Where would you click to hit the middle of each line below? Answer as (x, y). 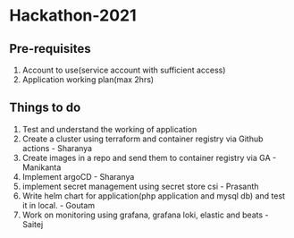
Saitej (33, 224)
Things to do (45, 108)
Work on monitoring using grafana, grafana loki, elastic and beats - (145, 215)
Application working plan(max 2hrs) (88, 80)
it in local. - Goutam (59, 205)
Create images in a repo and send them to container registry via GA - (149, 157)
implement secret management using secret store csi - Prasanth (140, 186)
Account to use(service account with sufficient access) (124, 70)
